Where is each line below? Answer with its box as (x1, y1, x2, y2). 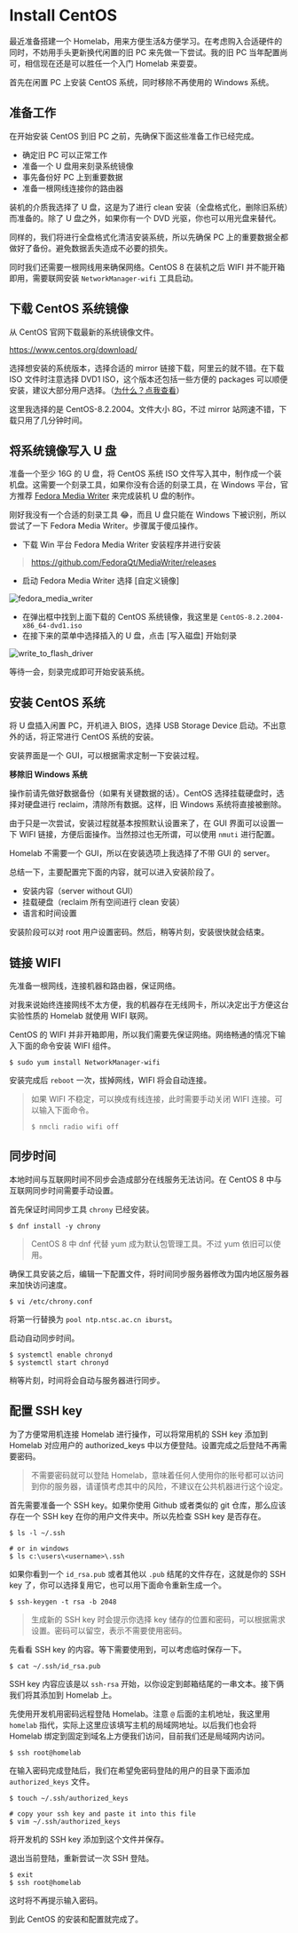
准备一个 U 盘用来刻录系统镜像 (21, 161, 135, 171)
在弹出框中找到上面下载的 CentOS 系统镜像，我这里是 (21, 612, 219, 622)
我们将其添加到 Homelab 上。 (9, 1689, 117, 1700)
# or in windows (9, 1544, 69, 1553)
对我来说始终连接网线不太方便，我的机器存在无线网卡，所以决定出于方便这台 (9, 1000, 289, 1010)
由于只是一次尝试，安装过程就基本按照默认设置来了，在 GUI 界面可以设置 (9, 818, 277, 828)
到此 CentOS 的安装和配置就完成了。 (9, 1913, 144, 1924)
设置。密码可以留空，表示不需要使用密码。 (30, 1625, 187, 1636)
